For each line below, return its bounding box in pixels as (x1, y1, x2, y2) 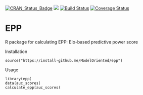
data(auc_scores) (5, 81, 41, 86)
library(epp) (5, 76, 32, 81)
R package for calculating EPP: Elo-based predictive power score (5, 39, 139, 45)
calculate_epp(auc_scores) (5, 85, 61, 90)
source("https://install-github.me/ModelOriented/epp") (5, 58, 123, 63)
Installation (5, 48, 28, 54)
